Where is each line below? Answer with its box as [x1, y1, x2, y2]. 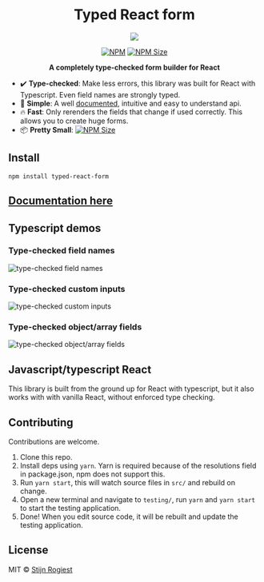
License [8, 544, 49, 557]
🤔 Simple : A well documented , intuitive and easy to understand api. [19, 98, 242, 108]
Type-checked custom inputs [8, 283, 126, 294]
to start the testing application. [19, 504, 122, 513]
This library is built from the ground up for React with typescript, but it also [8, 384, 254, 393]
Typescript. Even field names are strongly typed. [19, 90, 181, 99]
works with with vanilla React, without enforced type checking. [8, 393, 215, 402]
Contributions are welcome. [8, 437, 100, 447]
